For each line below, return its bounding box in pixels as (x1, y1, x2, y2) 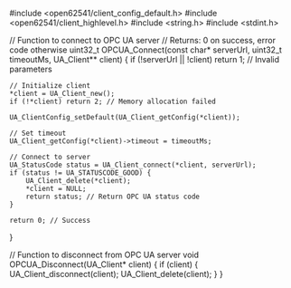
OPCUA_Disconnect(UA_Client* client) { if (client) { (9, 259, 199, 270)
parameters (9, 63, 52, 74)
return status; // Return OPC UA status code (25, 192, 201, 201)
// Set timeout (9, 129, 67, 138)
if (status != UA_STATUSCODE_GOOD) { (9, 168, 152, 178)
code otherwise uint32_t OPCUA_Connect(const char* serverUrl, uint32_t (9, 44, 283, 55)
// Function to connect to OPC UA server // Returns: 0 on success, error (9, 35, 276, 45)
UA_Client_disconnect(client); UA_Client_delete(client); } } (9, 269, 223, 279)
